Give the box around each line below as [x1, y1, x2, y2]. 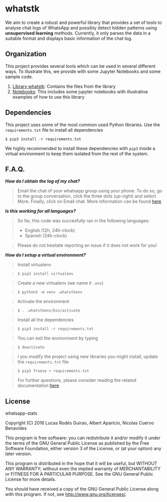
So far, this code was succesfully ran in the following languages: [17, 218, 150, 224]
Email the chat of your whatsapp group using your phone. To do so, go [17, 188, 163, 194]
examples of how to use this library [12, 94, 85, 100]
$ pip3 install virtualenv [17, 271, 74, 277]
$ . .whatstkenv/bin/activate [17, 308, 81, 313]
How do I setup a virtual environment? [5, 252, 86, 258]
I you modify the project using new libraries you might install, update [17, 353, 158, 359]
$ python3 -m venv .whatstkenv [17, 290, 83, 295]
